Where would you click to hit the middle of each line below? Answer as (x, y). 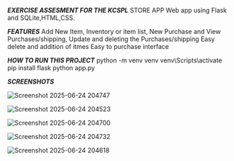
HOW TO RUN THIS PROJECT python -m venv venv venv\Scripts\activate (115, 60)
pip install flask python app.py (51, 68)
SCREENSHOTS (31, 82)
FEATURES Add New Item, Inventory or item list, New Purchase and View (114, 32)
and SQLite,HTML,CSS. (41, 18)
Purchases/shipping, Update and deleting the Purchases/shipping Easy (111, 39)
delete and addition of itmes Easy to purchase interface (88, 46)
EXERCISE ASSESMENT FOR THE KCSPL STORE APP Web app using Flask (117, 10)
